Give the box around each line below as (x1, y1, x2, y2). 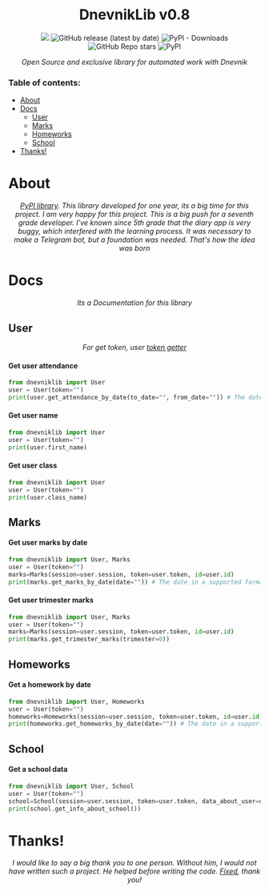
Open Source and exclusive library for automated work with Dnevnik (21, 57, 248, 66)
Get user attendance (8, 360, 78, 370)
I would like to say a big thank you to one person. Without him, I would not (11, 858, 258, 868)
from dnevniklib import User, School (8, 782, 134, 790)
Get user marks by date (8, 538, 88, 548)
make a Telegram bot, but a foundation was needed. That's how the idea (14, 235, 255, 245)
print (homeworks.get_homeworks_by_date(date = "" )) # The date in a (8, 720, 235, 728)
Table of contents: (8, 77, 82, 88)
